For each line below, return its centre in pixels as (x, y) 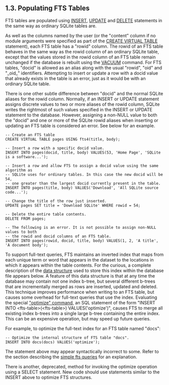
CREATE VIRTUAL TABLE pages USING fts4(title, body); (63, 139)
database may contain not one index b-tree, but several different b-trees (80, 281)
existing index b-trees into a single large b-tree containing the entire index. (82, 313)
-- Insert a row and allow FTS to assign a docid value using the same (82, 166)
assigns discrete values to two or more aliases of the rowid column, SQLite (82, 104)
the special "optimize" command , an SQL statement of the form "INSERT (80, 302)
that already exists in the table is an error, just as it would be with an (75, 78)
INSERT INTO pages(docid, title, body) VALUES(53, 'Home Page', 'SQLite (83, 152)
